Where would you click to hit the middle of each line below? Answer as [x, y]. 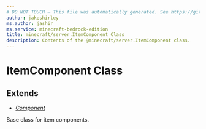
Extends [22, 93]
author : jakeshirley [33, 18]
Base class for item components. [48, 120]
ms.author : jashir [30, 23]
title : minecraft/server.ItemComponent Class [65, 35]
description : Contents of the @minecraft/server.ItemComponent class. [98, 40]
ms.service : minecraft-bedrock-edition [57, 29]
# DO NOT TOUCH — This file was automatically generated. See [87, 12]
